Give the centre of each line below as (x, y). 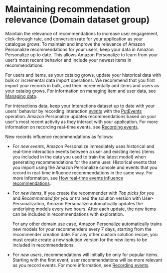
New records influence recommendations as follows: (59, 136)
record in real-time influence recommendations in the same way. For (83, 172)
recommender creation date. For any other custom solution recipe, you (85, 234)
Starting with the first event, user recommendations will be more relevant (87, 260)
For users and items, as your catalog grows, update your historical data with (83, 75)
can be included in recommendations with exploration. (68, 214)
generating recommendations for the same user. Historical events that (84, 162)
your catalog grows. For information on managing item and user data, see (81, 91)
